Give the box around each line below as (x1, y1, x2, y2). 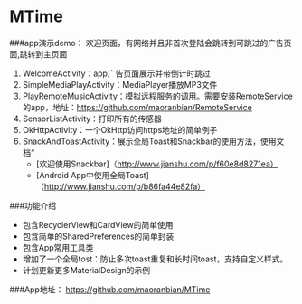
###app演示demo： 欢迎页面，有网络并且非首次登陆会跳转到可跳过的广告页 (9, 37, 292, 48)
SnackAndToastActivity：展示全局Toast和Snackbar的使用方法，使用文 (22, 136, 285, 147)
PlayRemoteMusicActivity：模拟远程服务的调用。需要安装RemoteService (22, 90, 294, 101)
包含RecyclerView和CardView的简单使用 (22, 219, 174, 230)
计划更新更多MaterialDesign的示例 (22, 264, 151, 275)
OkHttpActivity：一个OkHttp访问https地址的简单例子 (22, 124, 218, 135)
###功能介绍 (9, 200, 57, 211)
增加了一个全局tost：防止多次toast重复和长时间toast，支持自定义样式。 (22, 253, 288, 264)
